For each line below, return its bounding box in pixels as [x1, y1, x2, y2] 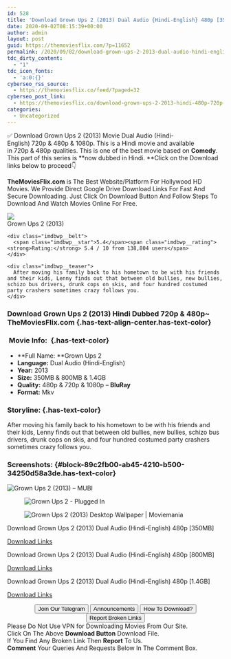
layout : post [7, 36, 45, 43]
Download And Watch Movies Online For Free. [7, 199, 137, 207]
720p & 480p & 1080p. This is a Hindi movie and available [31, 139, 195, 147]
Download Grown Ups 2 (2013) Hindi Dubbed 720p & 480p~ [7, 309, 210, 318]
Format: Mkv [16, 388, 54, 396]
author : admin [7, 29, 48, 36]
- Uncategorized [13, 112, 60, 119]
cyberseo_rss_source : [7, 80, 69, 87]
